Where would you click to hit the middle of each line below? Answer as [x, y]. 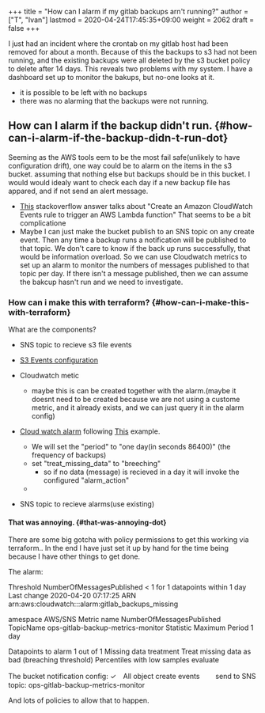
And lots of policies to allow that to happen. [79, 700]
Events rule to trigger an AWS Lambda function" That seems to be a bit [135, 214]
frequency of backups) [69, 455]
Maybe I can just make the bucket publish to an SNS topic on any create [137, 231]
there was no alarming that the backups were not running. [114, 101]
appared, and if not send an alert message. [78, 191]
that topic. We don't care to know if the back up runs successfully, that [135, 248]
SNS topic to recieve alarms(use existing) [87, 504]
